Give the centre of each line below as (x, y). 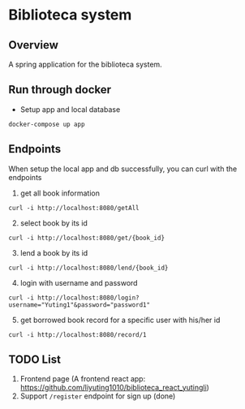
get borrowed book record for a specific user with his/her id (120, 320)
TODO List (34, 360)
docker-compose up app (47, 124)
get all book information (60, 193)
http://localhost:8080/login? (88, 298)
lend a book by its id (54, 252)
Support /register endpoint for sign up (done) (98, 396)
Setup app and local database (70, 109)
